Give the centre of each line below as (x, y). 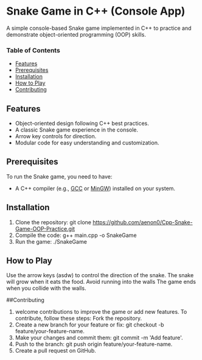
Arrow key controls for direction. (56, 136)
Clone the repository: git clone (53, 222)
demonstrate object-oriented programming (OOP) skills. (76, 34)
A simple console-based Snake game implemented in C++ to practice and (99, 28)
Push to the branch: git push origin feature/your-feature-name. (94, 344)
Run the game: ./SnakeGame (51, 241)
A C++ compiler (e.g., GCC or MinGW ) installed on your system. (95, 188)
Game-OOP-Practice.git (45, 228)
